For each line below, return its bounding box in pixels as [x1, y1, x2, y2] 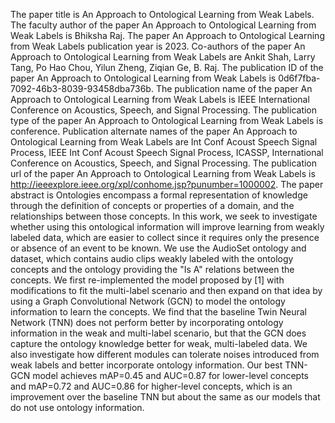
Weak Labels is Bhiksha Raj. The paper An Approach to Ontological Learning [10, 30, 325, 41]
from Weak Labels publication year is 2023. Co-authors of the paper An [10, 40, 306, 52]
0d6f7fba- [278, 72, 321, 84]
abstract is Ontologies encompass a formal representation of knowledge [10, 189, 308, 201]
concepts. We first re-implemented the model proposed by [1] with [10, 274, 285, 286]
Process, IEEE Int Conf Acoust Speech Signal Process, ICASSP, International [10, 147, 324, 158]
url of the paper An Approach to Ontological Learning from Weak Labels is [10, 168, 316, 179]
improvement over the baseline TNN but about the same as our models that [10, 391, 321, 403]
